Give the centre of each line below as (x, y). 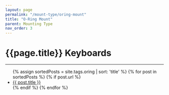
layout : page (19, 10)
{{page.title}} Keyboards (58, 53)
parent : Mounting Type (29, 24)
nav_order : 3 (19, 28)
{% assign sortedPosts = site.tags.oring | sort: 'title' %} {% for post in (84, 72)
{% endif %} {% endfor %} (40, 87)
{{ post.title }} (27, 82)
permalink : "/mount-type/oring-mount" (46, 14)
